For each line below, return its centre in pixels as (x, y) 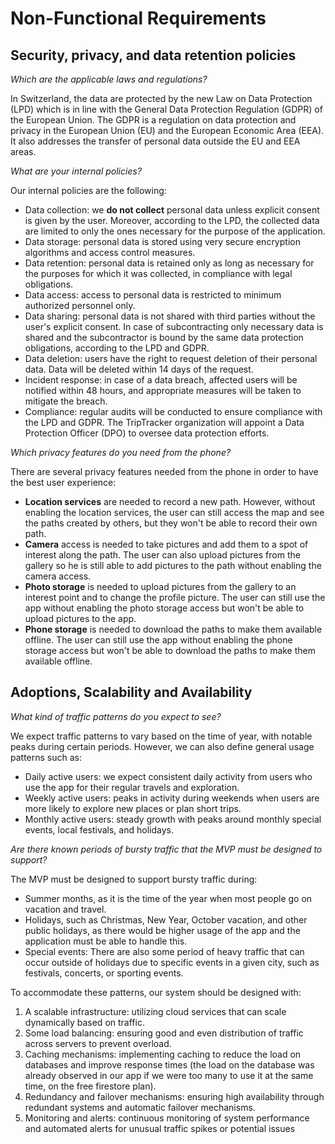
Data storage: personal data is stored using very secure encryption (162, 241)
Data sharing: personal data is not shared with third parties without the (170, 316)
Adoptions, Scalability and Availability (131, 692)
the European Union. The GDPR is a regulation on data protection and (153, 120)
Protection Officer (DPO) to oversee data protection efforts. (147, 433)
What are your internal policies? (76, 171)
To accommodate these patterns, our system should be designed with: (156, 992)
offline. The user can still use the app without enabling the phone (158, 640)
